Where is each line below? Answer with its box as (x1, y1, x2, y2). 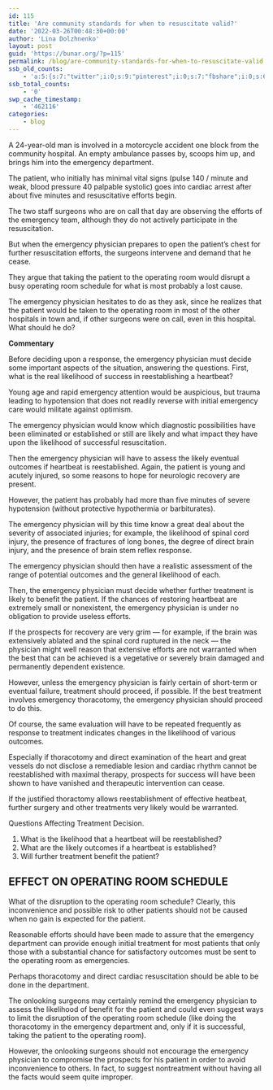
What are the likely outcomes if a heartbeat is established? (19, 843, 217, 852)
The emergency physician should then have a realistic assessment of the (8, 560, 253, 570)
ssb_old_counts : (8, 65, 63, 73)
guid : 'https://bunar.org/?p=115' (8, 50, 126, 58)
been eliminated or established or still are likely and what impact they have (8, 429, 258, 438)
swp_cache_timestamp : (8, 95, 82, 103)
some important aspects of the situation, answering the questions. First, (8, 363, 249, 373)
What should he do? (8, 322, 76, 332)
